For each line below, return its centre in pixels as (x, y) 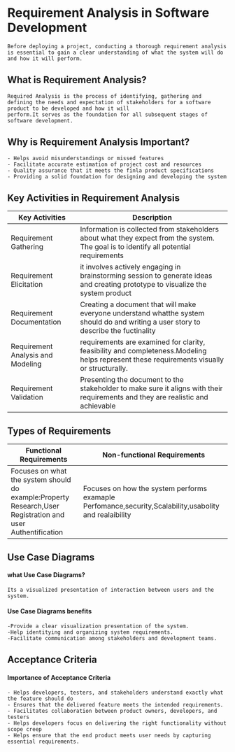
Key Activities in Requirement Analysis (94, 198)
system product (106, 293)
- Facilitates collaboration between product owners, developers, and (112, 711)
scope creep (24, 729)
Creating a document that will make (138, 304)
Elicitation (27, 285)
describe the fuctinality (118, 331)
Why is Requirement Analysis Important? (99, 142)
